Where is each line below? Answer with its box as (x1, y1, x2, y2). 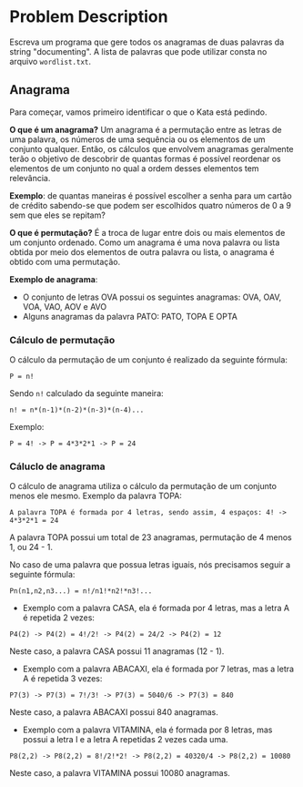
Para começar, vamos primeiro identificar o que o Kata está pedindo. (9, 107, 268, 118)
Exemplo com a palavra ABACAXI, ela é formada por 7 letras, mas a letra (22, 663, 294, 675)
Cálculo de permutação (9, 333, 116, 346)
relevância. (9, 172, 51, 183)
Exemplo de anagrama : (9, 273, 98, 284)
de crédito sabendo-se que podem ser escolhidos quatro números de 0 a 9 (9, 199, 291, 210)
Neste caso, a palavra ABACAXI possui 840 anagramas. (9, 707, 218, 718)
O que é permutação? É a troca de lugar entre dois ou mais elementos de (9, 227, 286, 238)
